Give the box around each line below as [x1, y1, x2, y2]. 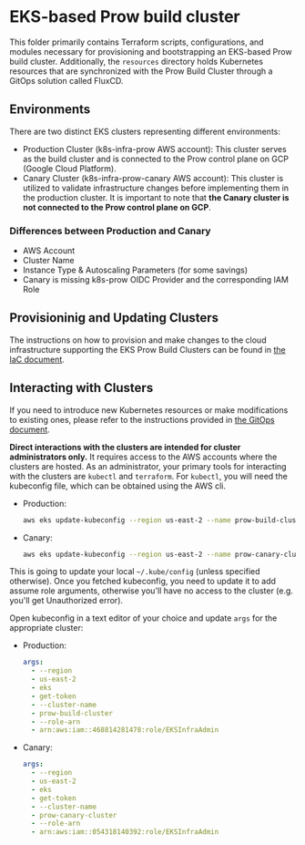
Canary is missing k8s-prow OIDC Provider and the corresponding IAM [22, 274, 290, 285]
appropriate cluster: [9, 623, 84, 634]
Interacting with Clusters [9, 380, 154, 396]
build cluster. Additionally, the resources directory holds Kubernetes [9, 56, 264, 67]
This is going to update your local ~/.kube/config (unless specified [9, 566, 261, 577]
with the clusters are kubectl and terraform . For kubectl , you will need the [9, 470, 289, 481]
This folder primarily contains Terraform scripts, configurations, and [9, 36, 264, 47]
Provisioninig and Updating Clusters [9, 310, 219, 325]
